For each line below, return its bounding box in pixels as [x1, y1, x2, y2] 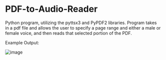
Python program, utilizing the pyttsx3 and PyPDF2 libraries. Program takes [5, 20, 157, 26]
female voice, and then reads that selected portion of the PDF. [5, 30, 132, 36]
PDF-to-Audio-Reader [5, 3, 98, 15]
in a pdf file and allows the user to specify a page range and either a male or [5, 25, 161, 30]
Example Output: [5, 39, 40, 45]
